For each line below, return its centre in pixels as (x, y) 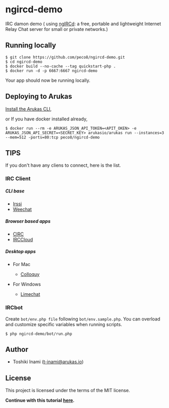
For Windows (27, 285)
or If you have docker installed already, (46, 119)
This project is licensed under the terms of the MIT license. (68, 391)
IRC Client (18, 179)
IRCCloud (23, 240)
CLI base (15, 191)
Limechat (30, 294)
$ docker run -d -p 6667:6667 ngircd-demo (51, 70)
